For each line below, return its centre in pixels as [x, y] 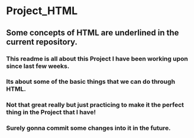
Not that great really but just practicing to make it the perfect [95, 105]
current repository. [42, 42]
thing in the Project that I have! [51, 112]
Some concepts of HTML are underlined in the [93, 33]
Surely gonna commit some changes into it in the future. [88, 128]
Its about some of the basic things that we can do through [91, 82]
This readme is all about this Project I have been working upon [97, 58]
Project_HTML [42, 11]
